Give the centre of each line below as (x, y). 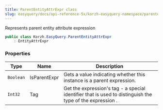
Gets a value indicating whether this (105, 74)
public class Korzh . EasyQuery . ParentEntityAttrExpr (58, 37)
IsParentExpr (44, 77)
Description (110, 66)
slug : (10, 14)
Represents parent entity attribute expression (50, 28)
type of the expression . (91, 100)
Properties (18, 54)
